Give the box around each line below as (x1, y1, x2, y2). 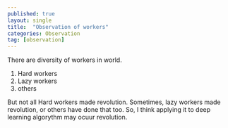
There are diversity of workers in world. (7, 56, 122, 64)
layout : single (7, 17, 52, 24)
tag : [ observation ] (7, 37, 65, 44)
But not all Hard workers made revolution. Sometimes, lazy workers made (7, 98, 221, 106)
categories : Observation (7, 30, 80, 37)
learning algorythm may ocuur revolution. (7, 113, 128, 122)
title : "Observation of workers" (7, 23, 109, 30)
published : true (7, 10, 55, 18)
